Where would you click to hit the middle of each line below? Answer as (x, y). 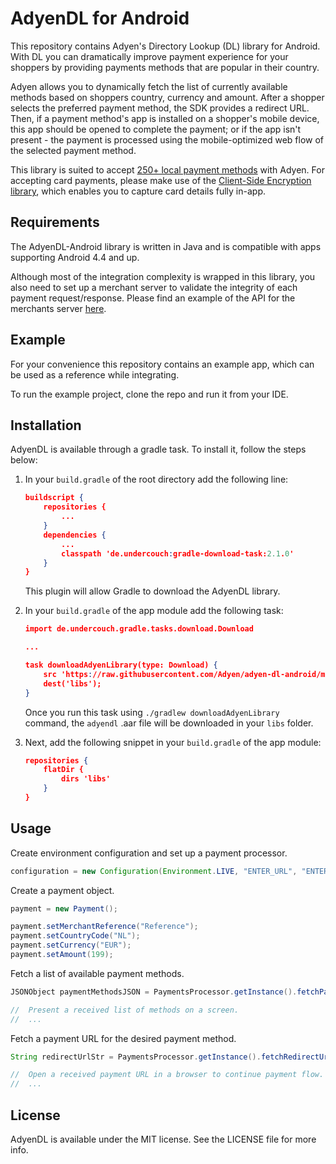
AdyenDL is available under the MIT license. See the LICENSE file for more (163, 1139)
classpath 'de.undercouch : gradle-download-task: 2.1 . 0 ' (178, 553)
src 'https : (68, 674)
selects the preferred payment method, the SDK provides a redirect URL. (160, 108)
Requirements (55, 222)
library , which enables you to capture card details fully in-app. (138, 191)
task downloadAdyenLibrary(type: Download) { (121, 665)
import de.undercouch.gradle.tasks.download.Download (139, 629)
